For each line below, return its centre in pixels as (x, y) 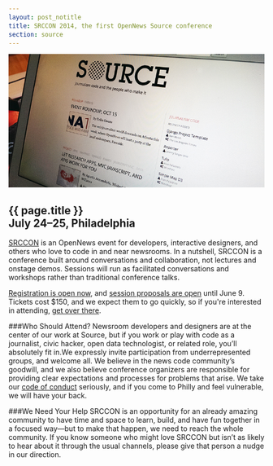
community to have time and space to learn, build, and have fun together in (134, 420)
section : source (36, 34)
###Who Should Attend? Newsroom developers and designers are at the (130, 327)
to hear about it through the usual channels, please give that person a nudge (136, 446)
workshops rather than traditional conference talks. (94, 278)
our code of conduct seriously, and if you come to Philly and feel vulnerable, (136, 387)
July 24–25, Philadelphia (72, 223)
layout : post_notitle (45, 17)
